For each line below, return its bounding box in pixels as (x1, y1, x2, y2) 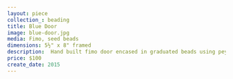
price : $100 (7, 55, 42, 62)
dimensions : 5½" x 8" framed (7, 42, 92, 49)
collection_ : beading (7, 16, 70, 23)
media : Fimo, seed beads (7, 36, 79, 43)
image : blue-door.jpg (7, 29, 70, 36)
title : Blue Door (7, 23, 58, 30)
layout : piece (7, 10, 49, 17)
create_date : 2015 (7, 61, 60, 68)
